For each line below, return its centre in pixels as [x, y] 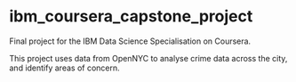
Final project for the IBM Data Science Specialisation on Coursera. [130, 41]
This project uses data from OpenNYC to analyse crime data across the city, [148, 58]
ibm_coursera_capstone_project [131, 16]
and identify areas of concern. [64, 68]
